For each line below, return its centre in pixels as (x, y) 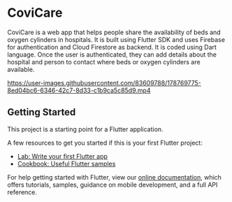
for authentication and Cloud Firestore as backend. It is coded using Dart (112, 47)
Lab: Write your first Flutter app (63, 156)
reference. (22, 192)
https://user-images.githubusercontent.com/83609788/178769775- (104, 82)
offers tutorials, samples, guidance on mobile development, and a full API (113, 185)
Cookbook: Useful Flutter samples (66, 164)
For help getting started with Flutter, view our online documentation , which (115, 177)
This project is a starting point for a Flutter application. (85, 129)
